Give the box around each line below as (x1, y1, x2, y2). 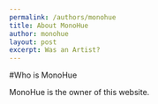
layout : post (9, 37, 57, 47)
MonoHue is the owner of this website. (9, 87, 150, 98)
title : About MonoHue (9, 21, 89, 30)
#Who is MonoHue (9, 70, 78, 80)
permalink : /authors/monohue (9, 12, 117, 22)
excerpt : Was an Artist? (9, 46, 101, 55)
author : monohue (9, 29, 69, 38)
